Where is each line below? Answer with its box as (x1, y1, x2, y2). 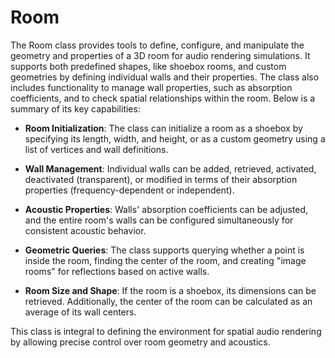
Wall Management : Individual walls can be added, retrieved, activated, (24, 162, 317, 175)
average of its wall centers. (24, 306, 137, 318)
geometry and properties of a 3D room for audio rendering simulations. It (10, 49, 311, 61)
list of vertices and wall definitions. (24, 143, 169, 155)
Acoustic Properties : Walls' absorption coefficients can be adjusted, (24, 203, 309, 215)
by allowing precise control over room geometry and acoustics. (10, 336, 271, 348)
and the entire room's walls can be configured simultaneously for (24, 214, 294, 226)
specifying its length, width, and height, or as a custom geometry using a (24, 132, 326, 145)
